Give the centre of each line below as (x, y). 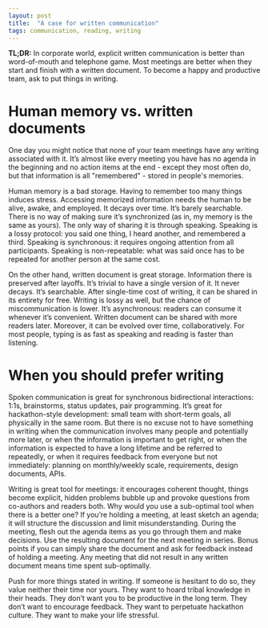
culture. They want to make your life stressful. (84, 615)
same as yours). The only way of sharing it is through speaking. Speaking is (133, 226)
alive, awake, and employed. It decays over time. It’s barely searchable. (126, 208)
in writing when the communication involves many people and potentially (128, 431)
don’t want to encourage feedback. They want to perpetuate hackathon (126, 607)
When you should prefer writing (116, 375)
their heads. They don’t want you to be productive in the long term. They (128, 598)
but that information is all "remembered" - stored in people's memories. (126, 176)
